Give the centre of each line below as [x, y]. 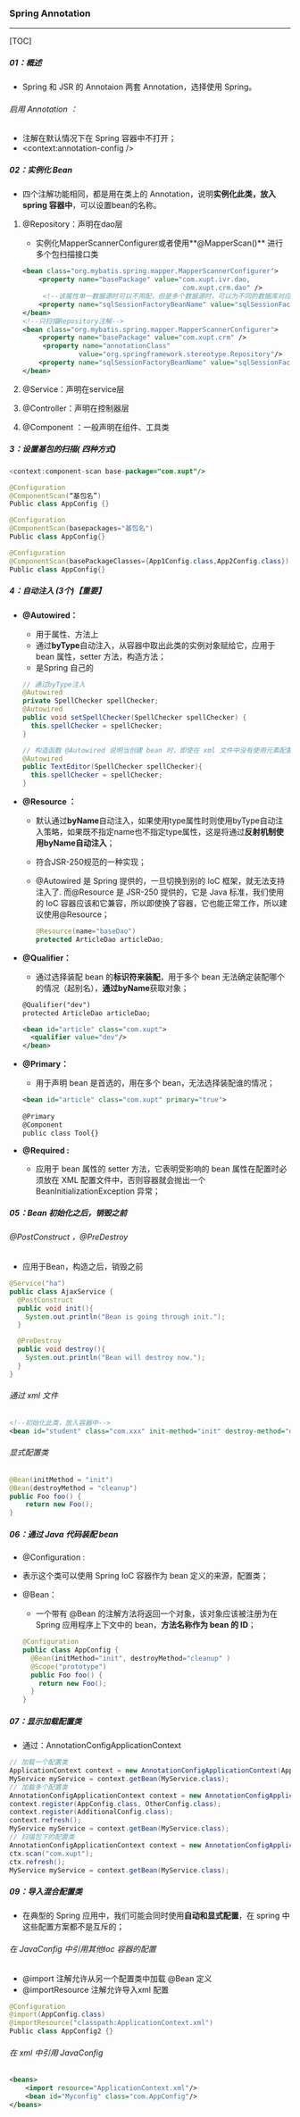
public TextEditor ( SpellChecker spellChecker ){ [112, 767]
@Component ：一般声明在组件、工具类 [96, 427]
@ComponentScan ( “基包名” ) [55, 496]
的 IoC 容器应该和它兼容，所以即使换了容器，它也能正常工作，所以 [157, 903]
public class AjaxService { [62, 1292]
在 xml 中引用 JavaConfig [56, 2053]
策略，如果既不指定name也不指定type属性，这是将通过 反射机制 [160, 832]
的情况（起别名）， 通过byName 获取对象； [112, 988]
